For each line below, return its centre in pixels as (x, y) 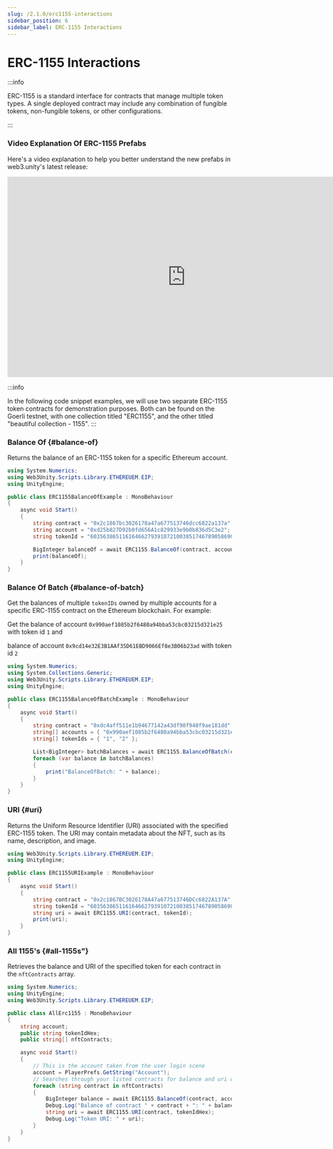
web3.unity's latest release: (48, 166)
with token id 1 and (35, 632)
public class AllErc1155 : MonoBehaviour (70, 1013)
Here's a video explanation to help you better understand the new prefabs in (119, 159)
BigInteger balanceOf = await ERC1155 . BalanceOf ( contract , (122, 550)
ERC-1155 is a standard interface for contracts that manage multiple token (115, 96)
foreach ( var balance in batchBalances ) (94, 758)
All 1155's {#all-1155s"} (48, 951)
